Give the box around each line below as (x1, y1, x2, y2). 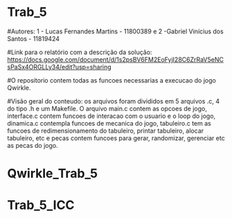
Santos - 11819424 (7, 34, 60, 42)
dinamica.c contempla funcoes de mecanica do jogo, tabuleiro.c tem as (7, 119, 211, 127)
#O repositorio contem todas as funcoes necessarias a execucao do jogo (7, 76, 216, 84)
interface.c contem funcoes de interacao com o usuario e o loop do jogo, (7, 112, 216, 120)
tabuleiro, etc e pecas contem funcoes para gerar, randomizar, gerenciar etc (7, 133, 225, 142)
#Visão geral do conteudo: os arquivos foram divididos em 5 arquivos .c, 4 (7, 97, 220, 105)
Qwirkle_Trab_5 (7, 166, 98, 181)
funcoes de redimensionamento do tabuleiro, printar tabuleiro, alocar (7, 126, 204, 135)
